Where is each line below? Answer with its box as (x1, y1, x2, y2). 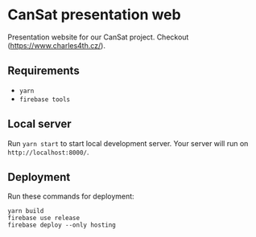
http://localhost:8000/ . (7, 147, 89, 157)
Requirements (7, 64, 80, 78)
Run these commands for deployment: (7, 191, 134, 202)
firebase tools (19, 95, 71, 104)
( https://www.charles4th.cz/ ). (7, 40, 106, 50)
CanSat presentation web (7, 6, 182, 24)
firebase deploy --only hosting (7, 221, 116, 230)
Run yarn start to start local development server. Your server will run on (7, 138, 249, 148)
